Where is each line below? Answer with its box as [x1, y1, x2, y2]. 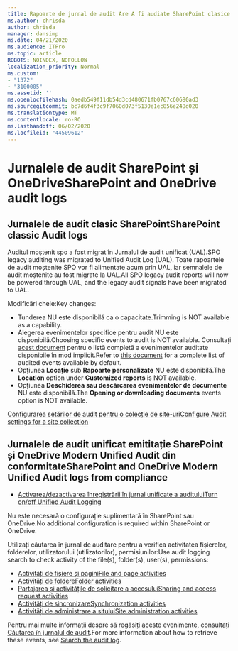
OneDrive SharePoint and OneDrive [7, 175, 217, 191]
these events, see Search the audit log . [7, 636, 122, 645]
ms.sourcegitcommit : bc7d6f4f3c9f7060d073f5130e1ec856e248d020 [7, 103, 199, 110]
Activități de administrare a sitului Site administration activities [17, 607, 198, 616]
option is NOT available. [17, 396, 87, 405]
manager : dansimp [7, 30, 59, 38]
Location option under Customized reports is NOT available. [17, 373, 197, 382]
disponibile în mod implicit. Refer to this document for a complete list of [17, 351, 225, 359]
